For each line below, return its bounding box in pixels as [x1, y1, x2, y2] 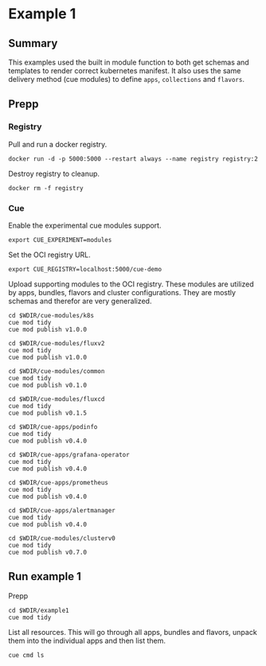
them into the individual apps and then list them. [8, 636, 166, 645]
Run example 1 [8, 570, 81, 583]
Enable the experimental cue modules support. [8, 220, 162, 230]
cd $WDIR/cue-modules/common [8, 367, 105, 375]
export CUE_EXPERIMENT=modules [8, 236, 112, 243]
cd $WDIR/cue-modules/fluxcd [8, 395, 105, 403]
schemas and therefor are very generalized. [8, 296, 152, 306]
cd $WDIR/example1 [8, 606, 69, 614]
